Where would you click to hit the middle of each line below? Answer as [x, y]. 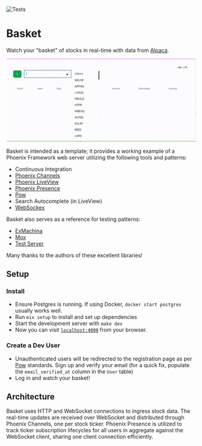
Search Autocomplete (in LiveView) [58, 201]
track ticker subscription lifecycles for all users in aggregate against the [95, 430]
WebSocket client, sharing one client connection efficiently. [80, 437]
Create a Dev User [33, 345]
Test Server [29, 243]
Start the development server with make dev [69, 324]
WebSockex [30, 207]
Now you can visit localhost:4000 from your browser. [81, 330]
